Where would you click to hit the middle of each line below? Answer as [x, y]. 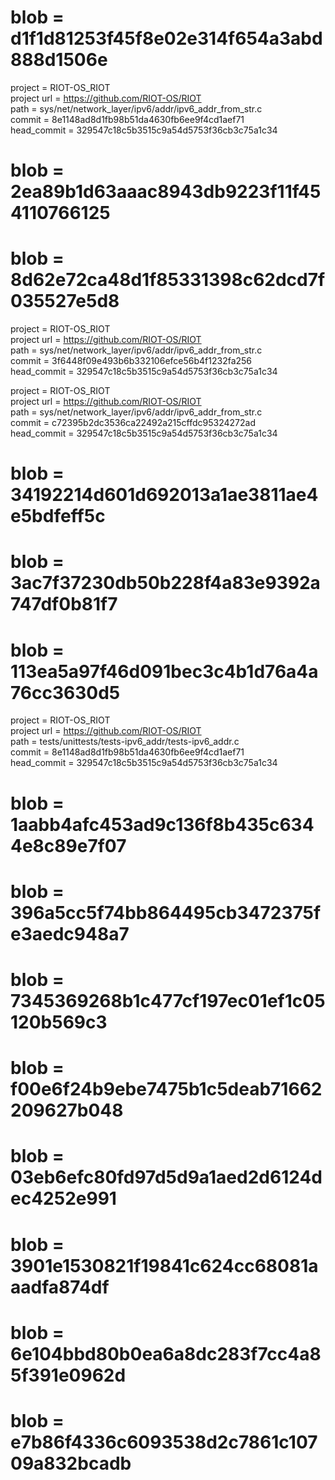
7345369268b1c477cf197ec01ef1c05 [168, 1000]
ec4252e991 [63, 1198]
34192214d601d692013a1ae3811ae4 [164, 495]
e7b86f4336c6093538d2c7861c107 [164, 1442]
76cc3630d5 [65, 692]
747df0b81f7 [64, 604]
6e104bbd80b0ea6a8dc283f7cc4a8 [166, 1353]
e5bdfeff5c [58, 516]
